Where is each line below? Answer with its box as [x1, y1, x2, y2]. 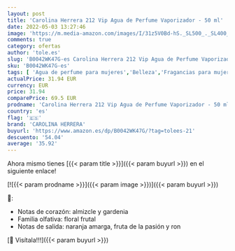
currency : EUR [7, 82, 49, 89]
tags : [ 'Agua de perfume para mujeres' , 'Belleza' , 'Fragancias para [7, 69, 211, 76]
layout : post [7, 10, 45, 17]
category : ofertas [7, 43, 61, 50]
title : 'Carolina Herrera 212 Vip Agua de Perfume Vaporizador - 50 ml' [7, 17, 224, 24]
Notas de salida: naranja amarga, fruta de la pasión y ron [17, 222, 181, 231]
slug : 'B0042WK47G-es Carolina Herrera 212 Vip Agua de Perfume [7, 56, 199, 63]
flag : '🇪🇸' [7, 114, 42, 121]
